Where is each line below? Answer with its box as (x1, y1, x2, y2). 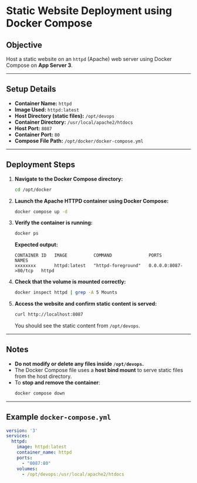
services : (6, 433, 30, 439)
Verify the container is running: (14, 219, 93, 227)
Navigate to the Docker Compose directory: (14, 175, 123, 183)
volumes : (16, 465, 38, 472)
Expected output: (14, 241, 59, 248)
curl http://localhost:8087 (14, 312, 83, 318)
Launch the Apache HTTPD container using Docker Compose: (14, 197, 169, 204)
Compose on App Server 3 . (6, 62, 73, 69)
